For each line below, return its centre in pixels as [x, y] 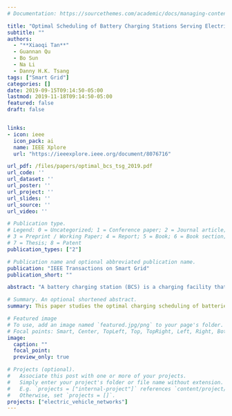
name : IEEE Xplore [40, 147]
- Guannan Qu [32, 52]
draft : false [26, 110]
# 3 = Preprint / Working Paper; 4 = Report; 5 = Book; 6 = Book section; [117, 237]
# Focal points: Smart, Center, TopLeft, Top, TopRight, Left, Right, [111, 331]
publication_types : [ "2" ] [44, 249]
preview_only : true [41, 357]
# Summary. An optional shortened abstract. [72, 300]
